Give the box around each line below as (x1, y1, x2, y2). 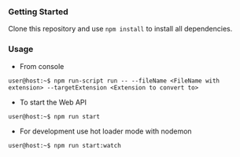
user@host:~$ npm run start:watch (8, 141, 122, 149)
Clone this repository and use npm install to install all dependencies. (8, 24, 233, 34)
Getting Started (8, 6, 68, 17)
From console (19, 61, 65, 71)
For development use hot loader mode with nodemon (19, 126, 192, 136)
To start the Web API (19, 97, 87, 107)
